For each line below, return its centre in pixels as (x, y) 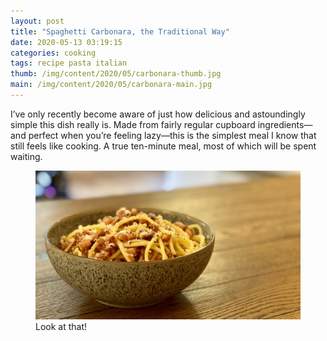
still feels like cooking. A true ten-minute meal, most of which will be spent (163, 146)
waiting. (26, 156)
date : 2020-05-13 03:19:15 (66, 42)
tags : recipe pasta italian (69, 63)
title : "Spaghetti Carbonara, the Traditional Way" (120, 31)
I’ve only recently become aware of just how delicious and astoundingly (158, 114)
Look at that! (61, 327)
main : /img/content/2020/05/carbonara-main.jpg (111, 85)
